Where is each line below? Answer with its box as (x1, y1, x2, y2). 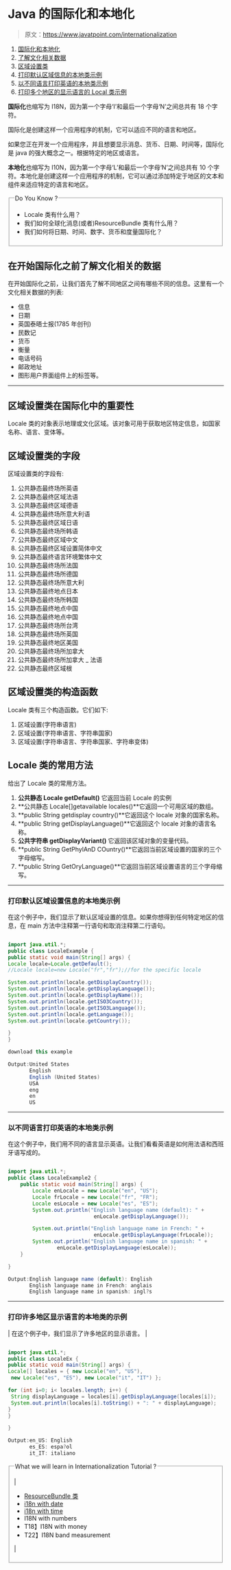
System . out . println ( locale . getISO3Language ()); (8, 1005, 147, 1011)
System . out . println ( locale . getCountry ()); (8, 1017, 131, 1024)
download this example (8, 1048, 73, 1055)
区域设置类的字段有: (8, 469, 64, 478)
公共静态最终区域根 (17, 664, 73, 672)
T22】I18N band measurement (24, 1531, 110, 1539)
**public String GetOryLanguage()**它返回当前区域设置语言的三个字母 (17, 862, 217, 870)
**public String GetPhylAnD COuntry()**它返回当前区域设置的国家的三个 (17, 845, 222, 853)
